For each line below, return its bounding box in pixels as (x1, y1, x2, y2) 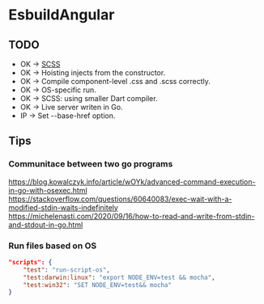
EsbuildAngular (8, 6, 115, 24)
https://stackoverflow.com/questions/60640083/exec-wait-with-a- (8, 194, 232, 204)
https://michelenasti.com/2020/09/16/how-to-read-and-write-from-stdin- (8, 211, 255, 221)
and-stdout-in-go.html (8, 220, 83, 230)
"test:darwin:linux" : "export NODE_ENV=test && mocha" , (23, 273, 216, 281)
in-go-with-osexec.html (8, 185, 87, 195)
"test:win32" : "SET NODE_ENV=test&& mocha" (23, 281, 172, 289)
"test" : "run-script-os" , (23, 265, 111, 274)
